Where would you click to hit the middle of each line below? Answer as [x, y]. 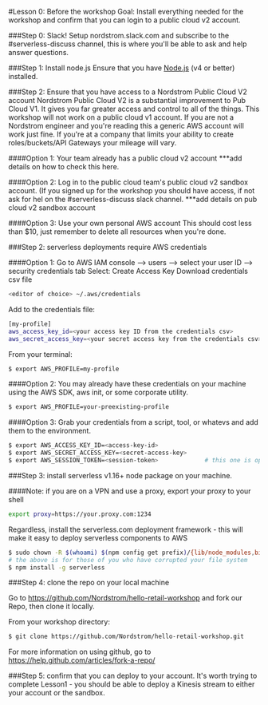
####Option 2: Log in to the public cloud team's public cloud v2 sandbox [128, 182]
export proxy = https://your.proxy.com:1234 [80, 514]
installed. [23, 76]
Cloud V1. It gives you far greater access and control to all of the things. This [134, 109]
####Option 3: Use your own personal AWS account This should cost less [130, 223]
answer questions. [39, 52]
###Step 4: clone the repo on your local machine [89, 583]
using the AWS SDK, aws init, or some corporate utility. [99, 392]
